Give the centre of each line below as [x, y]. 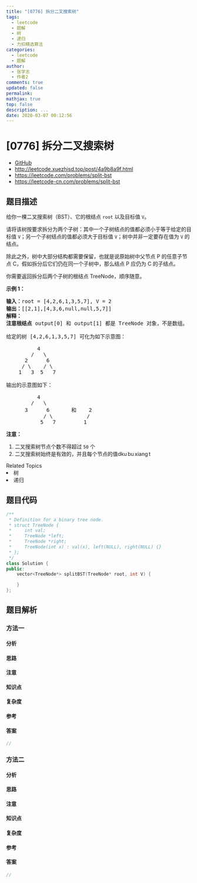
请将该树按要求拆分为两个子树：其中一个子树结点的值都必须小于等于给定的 [96, 229]
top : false [19, 104]
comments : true [25, 83]
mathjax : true [24, 99]
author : [16, 66]
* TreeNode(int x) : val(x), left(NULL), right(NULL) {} [85, 547]
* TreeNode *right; [38, 542]
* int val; [27, 531]
